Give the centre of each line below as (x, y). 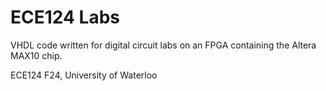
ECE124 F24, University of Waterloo (84, 75)
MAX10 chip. (36, 55)
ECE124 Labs (65, 17)
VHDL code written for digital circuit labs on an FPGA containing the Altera (163, 45)
